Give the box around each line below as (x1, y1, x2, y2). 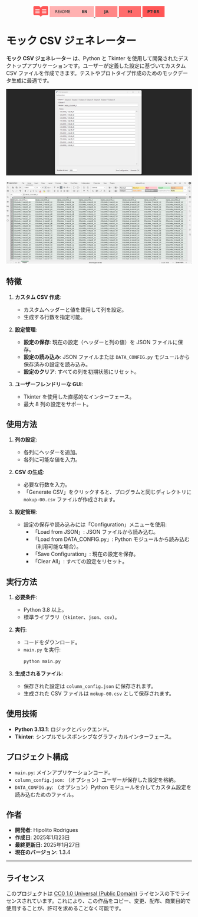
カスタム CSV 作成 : (14, 293, 61, 301)
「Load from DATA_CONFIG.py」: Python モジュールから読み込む (32, 536, 190, 543)
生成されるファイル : (14, 670, 63, 677)
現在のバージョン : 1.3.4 (14, 849, 71, 856)
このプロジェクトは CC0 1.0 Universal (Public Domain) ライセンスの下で (6, 890, 180, 897)
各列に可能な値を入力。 (23, 456, 81, 463)
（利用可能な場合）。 (32, 543, 82, 550)
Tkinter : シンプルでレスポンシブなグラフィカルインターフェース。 (14, 733, 175, 740)
